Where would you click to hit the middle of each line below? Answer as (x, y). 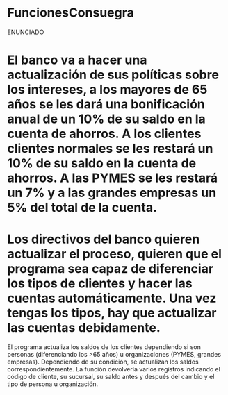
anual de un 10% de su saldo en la (107, 119)
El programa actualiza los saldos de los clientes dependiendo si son (104, 347)
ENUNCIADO (26, 32)
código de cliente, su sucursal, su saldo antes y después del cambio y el (111, 377)
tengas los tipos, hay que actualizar (112, 313)
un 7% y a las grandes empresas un (112, 193)
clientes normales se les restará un (110, 149)
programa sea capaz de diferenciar (111, 269)
